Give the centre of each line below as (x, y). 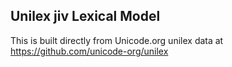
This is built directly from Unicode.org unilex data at (117, 40)
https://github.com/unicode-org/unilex (89, 51)
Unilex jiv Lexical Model (85, 16)
